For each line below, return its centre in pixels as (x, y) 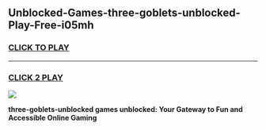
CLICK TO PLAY (39, 48)
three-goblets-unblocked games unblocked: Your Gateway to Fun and (125, 109)
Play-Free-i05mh (51, 26)
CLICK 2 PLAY (36, 77)
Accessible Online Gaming (53, 117)
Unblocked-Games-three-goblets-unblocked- (125, 13)
